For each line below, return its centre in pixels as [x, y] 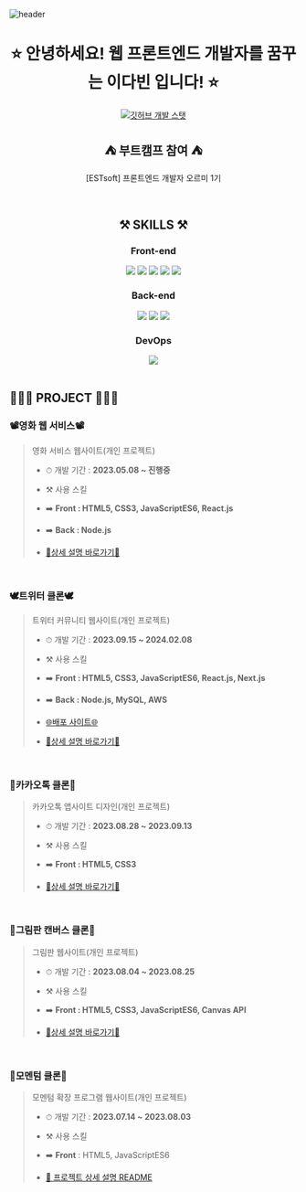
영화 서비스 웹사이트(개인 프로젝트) [94, 450]
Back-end [153, 295]
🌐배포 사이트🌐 [72, 722]
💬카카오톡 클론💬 [42, 784]
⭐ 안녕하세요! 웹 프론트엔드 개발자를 [137, 54]
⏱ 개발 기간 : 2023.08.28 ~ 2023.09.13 [119, 826]
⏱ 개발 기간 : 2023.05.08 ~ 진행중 [108, 470]
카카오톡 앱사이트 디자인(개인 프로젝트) [101, 807]
